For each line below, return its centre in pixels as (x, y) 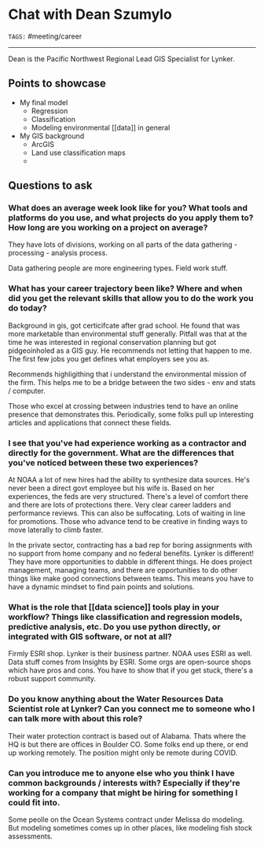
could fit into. (34, 802)
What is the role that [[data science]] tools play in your (114, 607)
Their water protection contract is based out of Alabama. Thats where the (127, 735)
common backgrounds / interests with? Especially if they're (125, 783)
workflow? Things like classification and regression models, (125, 617)
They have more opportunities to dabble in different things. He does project (130, 562)
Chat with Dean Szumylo (90, 15)
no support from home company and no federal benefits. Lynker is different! (131, 554)
